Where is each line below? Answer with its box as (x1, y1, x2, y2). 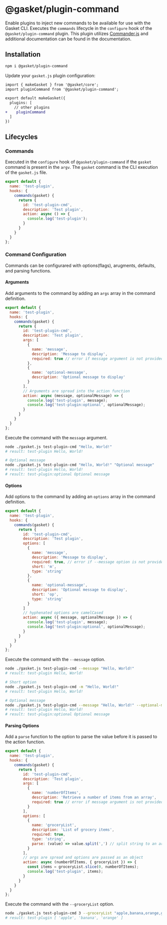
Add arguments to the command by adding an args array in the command (5, 290, 156, 296)
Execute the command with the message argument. (5, 434, 108, 440)
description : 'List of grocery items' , (31, 827, 114, 832)
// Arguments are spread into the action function (23, 389, 130, 394)
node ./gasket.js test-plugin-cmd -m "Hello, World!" (5, 684, 119, 689)
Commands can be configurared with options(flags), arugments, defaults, (5, 263, 156, 268)
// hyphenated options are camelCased (23, 610, 103, 616)
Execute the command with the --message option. (5, 657, 105, 662)
